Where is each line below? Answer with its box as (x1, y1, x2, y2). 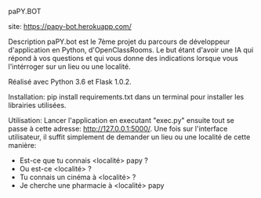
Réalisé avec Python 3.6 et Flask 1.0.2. (8, 77, 132, 86)
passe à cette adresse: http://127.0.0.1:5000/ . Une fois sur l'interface (8, 124, 228, 133)
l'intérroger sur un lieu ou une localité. (8, 62, 131, 71)
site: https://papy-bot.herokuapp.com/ (8, 22, 132, 31)
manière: (8, 141, 37, 149)
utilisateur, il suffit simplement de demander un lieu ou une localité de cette (8, 132, 251, 142)
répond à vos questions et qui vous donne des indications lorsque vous (8, 54, 239, 63)
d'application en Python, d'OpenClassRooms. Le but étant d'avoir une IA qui (8, 45, 254, 54)
